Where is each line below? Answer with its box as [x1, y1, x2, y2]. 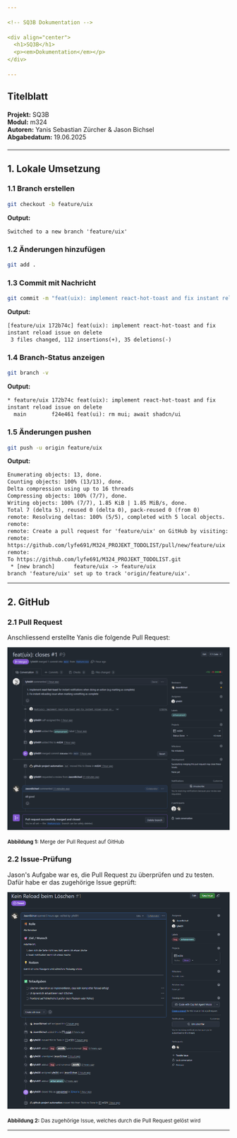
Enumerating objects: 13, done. [7, 472, 102, 479]
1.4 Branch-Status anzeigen [7, 352, 105, 362]
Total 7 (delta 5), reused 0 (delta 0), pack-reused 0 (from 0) [7, 507, 200, 514]
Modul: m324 [7, 118, 47, 126]
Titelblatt [7, 90, 48, 102]
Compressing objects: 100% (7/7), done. [7, 493, 128, 500]
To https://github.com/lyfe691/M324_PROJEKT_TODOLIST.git [7, 556, 181, 563]
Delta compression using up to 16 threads [7, 486, 134, 493]
